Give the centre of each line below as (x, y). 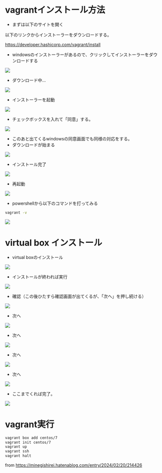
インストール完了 (29, 164)
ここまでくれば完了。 (33, 394)
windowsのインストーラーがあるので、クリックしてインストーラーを (81, 55)
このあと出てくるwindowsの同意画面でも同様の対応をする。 (72, 138)
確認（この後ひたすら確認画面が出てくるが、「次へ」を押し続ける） (79, 296)
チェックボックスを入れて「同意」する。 (53, 119)
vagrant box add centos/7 (31, 438)
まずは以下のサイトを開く (38, 24)
